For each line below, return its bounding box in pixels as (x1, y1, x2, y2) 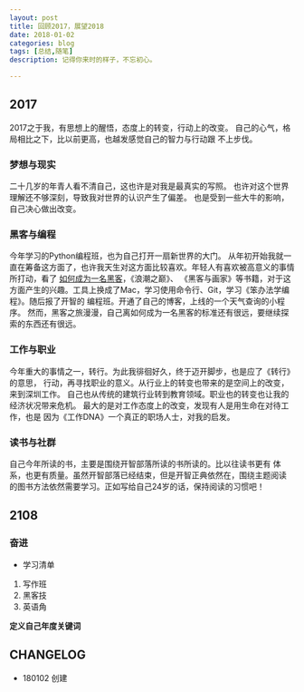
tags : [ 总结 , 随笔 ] (9, 47, 74, 56)
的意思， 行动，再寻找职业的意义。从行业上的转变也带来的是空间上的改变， (9, 377, 290, 388)
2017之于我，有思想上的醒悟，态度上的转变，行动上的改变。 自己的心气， (9, 122, 283, 132)
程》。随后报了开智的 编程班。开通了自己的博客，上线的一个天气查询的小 (9, 296, 278, 307)
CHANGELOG (9, 648, 86, 663)
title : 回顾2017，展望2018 (9, 22, 104, 31)
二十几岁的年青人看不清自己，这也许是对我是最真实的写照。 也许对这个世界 (9, 180, 290, 191)
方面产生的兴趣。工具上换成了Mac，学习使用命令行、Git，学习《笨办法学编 (9, 285, 290, 296)
